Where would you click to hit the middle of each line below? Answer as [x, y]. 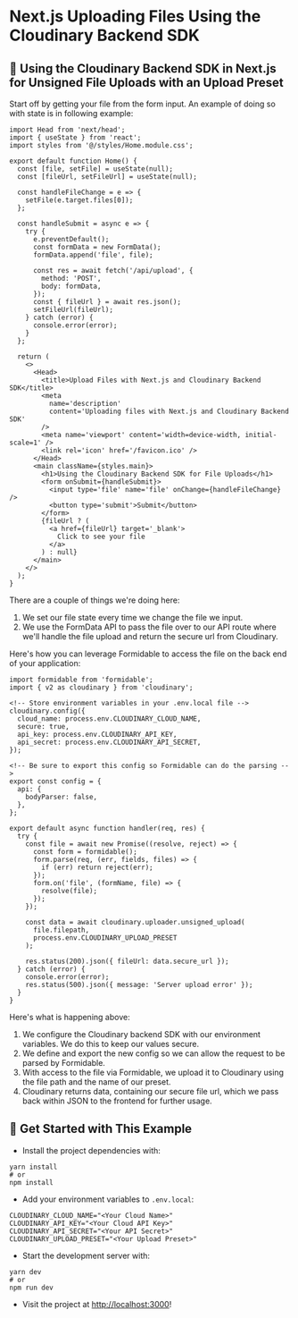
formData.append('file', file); [93, 255]
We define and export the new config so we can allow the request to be [153, 1053]
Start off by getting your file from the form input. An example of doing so [143, 104]
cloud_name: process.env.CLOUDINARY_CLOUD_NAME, [109, 719]
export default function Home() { [74, 161]
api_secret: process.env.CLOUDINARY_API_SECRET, [109, 742]
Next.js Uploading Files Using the [135, 17]
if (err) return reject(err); [97, 867]
